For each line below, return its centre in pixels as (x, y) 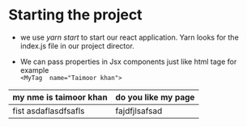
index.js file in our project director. (77, 45)
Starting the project (76, 15)
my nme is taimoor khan (60, 97)
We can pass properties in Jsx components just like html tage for (128, 61)
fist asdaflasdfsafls (49, 111)
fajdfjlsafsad (139, 111)
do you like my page (155, 97)
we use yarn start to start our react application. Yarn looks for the (129, 37)
